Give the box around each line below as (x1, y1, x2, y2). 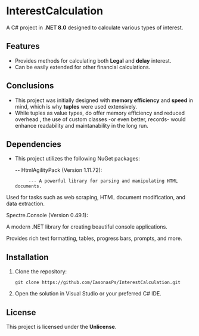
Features (6, 41, 40, 51)
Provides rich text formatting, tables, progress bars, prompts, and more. (6, 235, 183, 242)
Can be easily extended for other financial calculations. (14, 63, 151, 70)
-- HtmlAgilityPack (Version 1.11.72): (14, 167, 102, 174)
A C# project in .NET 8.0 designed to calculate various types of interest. (6, 24, 184, 31)
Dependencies (6, 139, 61, 149)
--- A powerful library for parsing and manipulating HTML (28, 178, 178, 184)
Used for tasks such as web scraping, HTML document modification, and (6, 194, 186, 201)
